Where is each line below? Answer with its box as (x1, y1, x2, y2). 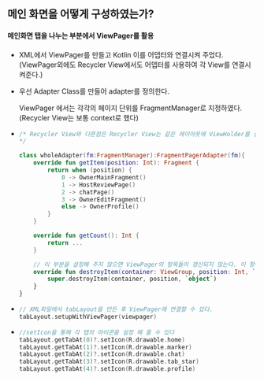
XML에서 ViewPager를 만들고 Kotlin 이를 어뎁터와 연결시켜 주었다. (18, 50, 224, 59)
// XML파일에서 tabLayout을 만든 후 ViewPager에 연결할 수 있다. (18, 305, 214, 313)
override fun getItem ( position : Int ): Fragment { (33, 159, 200, 167)
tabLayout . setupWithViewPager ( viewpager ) (18, 313, 158, 320)
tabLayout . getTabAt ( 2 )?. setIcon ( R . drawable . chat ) (18, 350, 186, 358)
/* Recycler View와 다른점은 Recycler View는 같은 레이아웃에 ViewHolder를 (18, 130, 250, 138)
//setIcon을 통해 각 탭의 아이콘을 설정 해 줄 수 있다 (18, 328, 175, 336)
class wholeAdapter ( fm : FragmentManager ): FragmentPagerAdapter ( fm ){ (18, 152, 246, 160)
